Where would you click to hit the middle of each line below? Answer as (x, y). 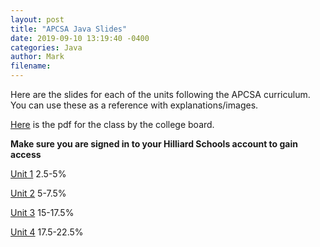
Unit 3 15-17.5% (42, 212)
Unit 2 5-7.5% (38, 193)
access (26, 154)
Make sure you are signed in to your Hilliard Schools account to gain (154, 144)
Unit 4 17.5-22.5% (47, 232)
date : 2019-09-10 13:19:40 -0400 (80, 38)
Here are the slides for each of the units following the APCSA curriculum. (160, 94)
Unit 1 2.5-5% (38, 174)
